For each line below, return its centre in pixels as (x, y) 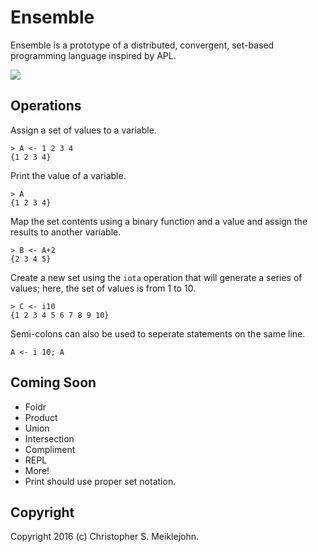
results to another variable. (66, 232)
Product (41, 417)
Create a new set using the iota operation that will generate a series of (156, 277)
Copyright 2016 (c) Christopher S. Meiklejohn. (104, 537)
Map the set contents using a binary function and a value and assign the (159, 221)
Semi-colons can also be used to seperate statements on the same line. (158, 333)
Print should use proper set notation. (100, 481)
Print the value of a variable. (68, 175)
